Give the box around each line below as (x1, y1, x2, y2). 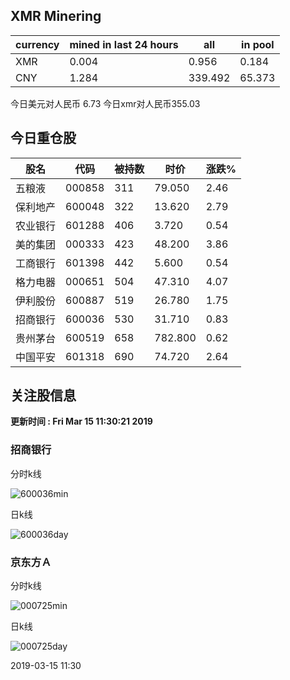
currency (15, 37, 60, 51)
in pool (241, 37, 275, 51)
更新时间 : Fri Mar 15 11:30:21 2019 (10, 415, 153, 428)
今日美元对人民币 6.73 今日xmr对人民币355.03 (10, 97, 201, 109)
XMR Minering (10, 8, 102, 25)
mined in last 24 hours (69, 37, 179, 51)
